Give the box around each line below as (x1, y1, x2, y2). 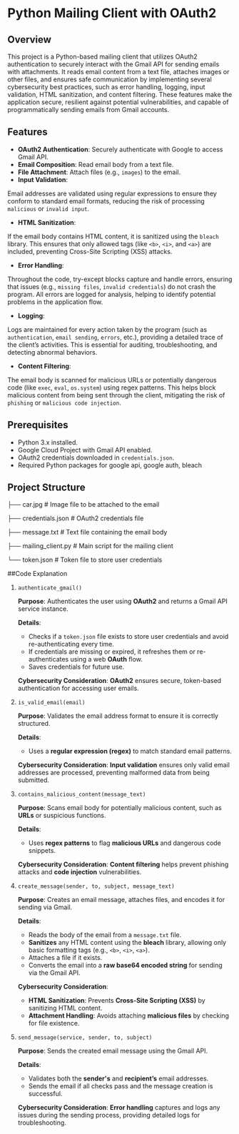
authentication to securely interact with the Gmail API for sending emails (7, 60, 220, 69)
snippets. (28, 846, 56, 855)
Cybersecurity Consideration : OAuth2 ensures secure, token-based (17, 677, 222, 685)
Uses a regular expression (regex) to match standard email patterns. (28, 747, 232, 756)
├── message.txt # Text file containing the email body (7, 528, 168, 537)
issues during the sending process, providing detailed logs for (17, 1111, 200, 1120)
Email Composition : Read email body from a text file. (17, 160, 174, 168)
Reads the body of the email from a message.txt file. (28, 931, 182, 939)
